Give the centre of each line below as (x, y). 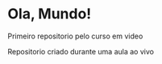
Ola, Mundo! (50, 14)
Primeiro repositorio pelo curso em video (75, 36)
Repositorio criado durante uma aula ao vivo (81, 51)
